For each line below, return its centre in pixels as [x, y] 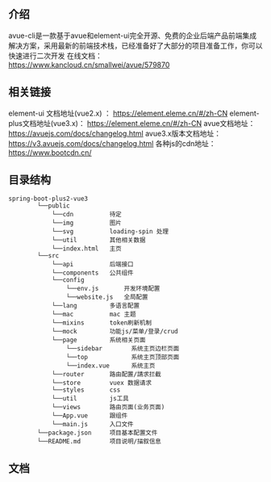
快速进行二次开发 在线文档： [55, 56]
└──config [68, 280]
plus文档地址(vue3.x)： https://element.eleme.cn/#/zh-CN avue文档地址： [132, 123]
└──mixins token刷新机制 [101, 323]
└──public [54, 206]
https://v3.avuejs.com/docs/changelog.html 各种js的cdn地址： [112, 143]
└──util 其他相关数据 [98, 241]
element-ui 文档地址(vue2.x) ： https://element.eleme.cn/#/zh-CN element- [134, 113]
